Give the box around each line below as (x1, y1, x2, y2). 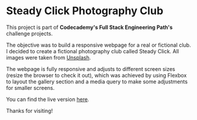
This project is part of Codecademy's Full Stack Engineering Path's (6, 24, 173, 31)
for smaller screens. (6, 84, 55, 91)
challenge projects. (6, 30, 53, 37)
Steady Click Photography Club (6, 4, 164, 18)
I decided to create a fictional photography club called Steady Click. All (6, 47, 179, 54)
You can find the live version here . (6, 96, 90, 103)
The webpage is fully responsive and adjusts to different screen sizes (6, 65, 176, 72)
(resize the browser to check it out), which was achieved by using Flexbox (6, 72, 187, 79)
